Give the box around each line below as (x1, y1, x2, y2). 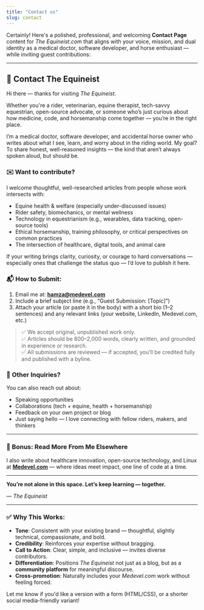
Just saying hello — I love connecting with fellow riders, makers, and (15, 416, 187, 423)
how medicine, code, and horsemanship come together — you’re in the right (6, 115, 197, 122)
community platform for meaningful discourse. (15, 566, 134, 573)
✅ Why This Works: (6, 513, 66, 521)
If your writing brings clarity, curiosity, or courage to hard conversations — (6, 253, 193, 260)
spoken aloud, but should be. (6, 152, 79, 160)
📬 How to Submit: (6, 275, 62, 283)
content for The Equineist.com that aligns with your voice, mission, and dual (6, 38, 196, 45)
